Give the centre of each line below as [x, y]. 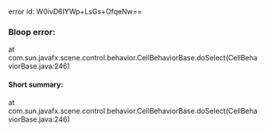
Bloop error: [32, 32]
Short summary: [36, 84]
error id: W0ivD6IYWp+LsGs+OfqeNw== [75, 12]
